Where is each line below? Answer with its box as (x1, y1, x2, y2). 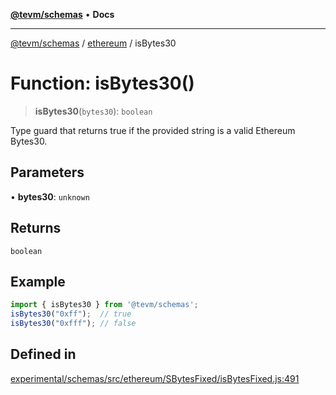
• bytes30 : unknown (10, 190, 90, 203)
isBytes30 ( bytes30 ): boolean (34, 105, 153, 117)
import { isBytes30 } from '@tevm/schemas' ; (10, 300, 199, 310)
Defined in (10, 346, 77, 363)
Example (10, 273, 66, 290)
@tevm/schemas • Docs (10, 9, 115, 20)
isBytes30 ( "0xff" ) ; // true (10, 309, 132, 319)
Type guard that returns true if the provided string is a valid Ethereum (10, 124, 296, 136)
